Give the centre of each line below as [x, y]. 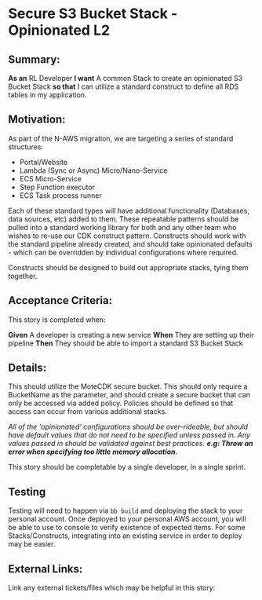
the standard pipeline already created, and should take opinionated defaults [130, 243]
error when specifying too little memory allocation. [93, 452]
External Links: [45, 569]
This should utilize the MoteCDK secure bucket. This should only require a [128, 386]
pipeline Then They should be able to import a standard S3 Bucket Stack [126, 343]
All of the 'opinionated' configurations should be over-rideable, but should [128, 427]
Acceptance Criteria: [60, 300]
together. [23, 276]
